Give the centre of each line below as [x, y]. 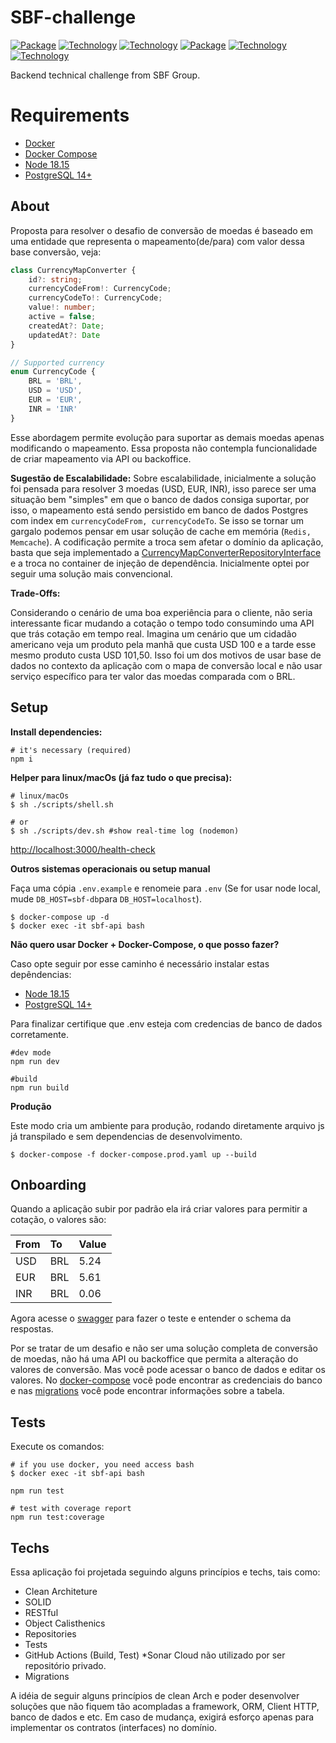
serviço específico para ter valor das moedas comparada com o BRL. [153, 676]
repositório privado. [65, 1665]
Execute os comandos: [57, 1447]
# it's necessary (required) [71, 750]
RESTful [41, 1612]
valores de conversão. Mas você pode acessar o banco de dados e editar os [168, 1370]
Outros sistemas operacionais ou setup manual [110, 868]
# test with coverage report [71, 1509]
